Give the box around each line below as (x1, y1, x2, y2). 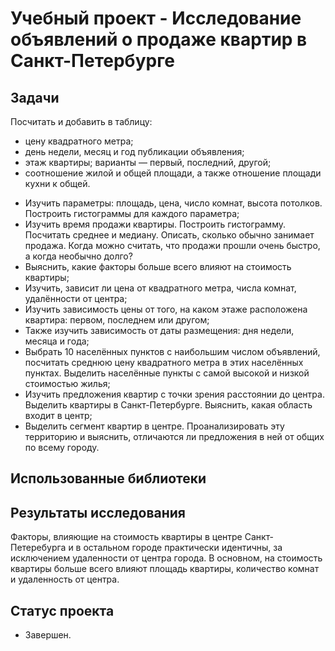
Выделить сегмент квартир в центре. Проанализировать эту (24, 420, 285, 432)
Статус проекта (10, 602, 115, 619)
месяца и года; (24, 335, 90, 347)
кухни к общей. (24, 178, 91, 189)
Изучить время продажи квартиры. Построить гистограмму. (24, 218, 287, 230)
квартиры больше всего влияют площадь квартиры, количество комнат (10, 563, 320, 575)
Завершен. (24, 629, 72, 641)
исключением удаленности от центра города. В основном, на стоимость (10, 552, 323, 564)
